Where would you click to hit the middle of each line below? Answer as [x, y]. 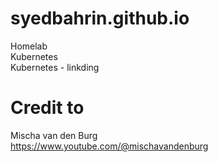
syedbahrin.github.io [100, 18]
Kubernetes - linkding [55, 67]
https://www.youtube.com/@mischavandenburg [109, 146]
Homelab [29, 46]
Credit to [47, 108]
